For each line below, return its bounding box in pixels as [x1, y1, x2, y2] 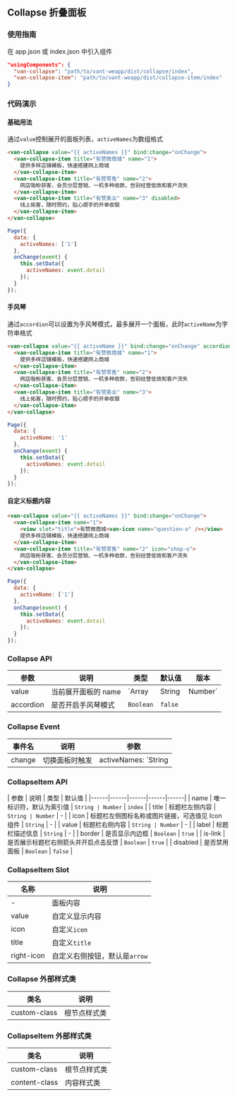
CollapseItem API [7, 777, 68, 787]
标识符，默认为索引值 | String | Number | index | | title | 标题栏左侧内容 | [7, 802, 217, 811]
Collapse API [7, 654, 53, 664]
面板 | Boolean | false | [7, 847, 73, 855]
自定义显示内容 [51, 911, 102, 921]
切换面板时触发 [42, 755, 93, 765]
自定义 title [51, 938, 92, 948]
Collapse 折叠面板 [7, 6, 87, 19]
